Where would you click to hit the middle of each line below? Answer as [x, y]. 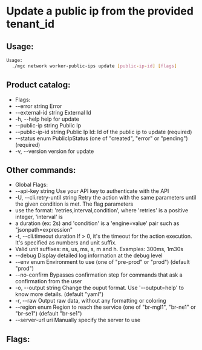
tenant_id [31, 24]
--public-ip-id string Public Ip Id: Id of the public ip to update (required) [103, 132]
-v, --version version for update [54, 151]
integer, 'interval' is [39, 217]
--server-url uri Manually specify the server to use [78, 320]
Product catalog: [38, 85]
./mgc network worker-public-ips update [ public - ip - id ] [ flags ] [94, 66]
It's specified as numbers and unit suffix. [66, 243]
